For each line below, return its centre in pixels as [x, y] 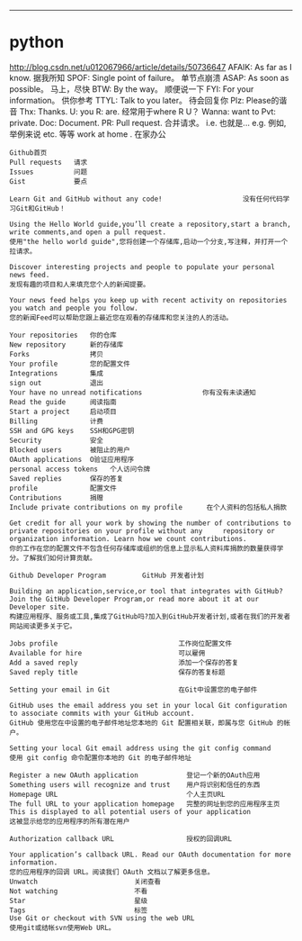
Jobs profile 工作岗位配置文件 [120, 643]
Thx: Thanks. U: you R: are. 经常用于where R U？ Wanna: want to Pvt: [148, 111]
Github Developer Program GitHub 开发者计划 [107, 575]
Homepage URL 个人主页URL [118, 794]
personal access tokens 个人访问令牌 [80, 469]
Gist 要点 [49, 181]
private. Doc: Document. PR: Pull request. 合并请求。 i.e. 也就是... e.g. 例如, [148, 122]
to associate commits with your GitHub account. [102, 713]
